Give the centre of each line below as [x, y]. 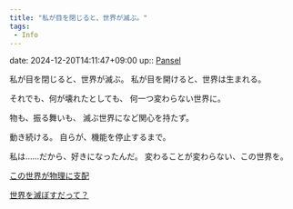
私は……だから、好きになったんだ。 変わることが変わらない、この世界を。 [149, 156]
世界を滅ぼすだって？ [49, 195]
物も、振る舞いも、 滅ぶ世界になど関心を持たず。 [101, 118]
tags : [20, 26]
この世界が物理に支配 [49, 176]
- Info [26, 35]
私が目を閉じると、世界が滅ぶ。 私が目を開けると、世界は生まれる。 [138, 79]
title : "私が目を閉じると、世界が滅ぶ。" [79, 18]
